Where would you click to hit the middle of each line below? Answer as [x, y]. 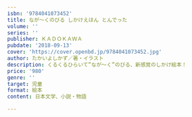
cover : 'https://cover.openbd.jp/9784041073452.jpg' [85, 52]
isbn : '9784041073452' [40, 13]
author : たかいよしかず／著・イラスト [56, 58]
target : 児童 [25, 84]
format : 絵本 [25, 90]
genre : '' [21, 77]
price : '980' [26, 71]
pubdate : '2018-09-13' [40, 45]
